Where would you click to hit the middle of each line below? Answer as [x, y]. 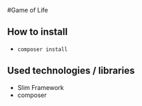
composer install [42, 49]
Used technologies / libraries [71, 71]
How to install [38, 32]
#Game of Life [28, 10]
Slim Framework [40, 87]
